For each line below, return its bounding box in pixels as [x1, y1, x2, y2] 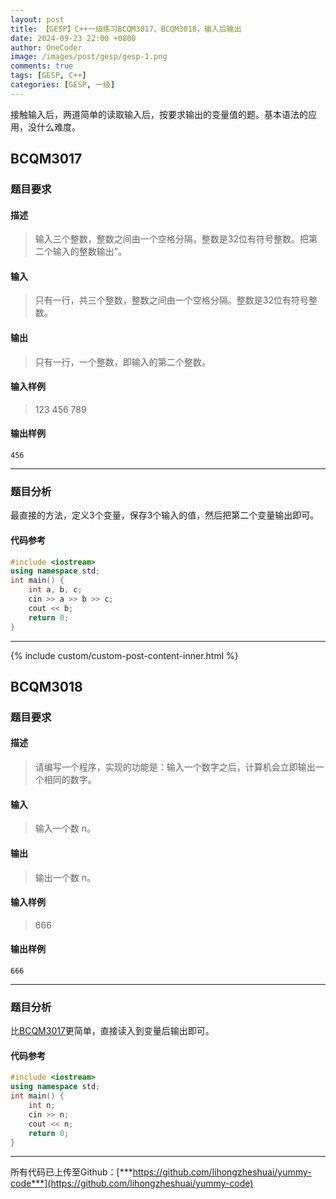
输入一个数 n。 [34, 822, 97, 835]
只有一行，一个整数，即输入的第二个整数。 [34, 356, 211, 368]
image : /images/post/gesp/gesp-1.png [10, 52, 168, 62]
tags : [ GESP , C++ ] [10, 71, 87, 81]
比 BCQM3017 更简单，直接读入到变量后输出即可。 [10, 1025, 215, 1037]
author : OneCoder [10, 42, 83, 53]
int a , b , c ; [28, 585, 83, 595]
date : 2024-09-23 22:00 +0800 [10, 33, 137, 43]
